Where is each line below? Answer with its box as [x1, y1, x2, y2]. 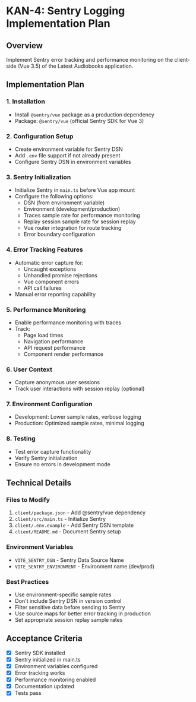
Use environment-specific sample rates [14, 591, 112, 598]
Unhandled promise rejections [23, 271, 98, 279]
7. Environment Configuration [6, 400, 93, 408]
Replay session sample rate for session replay [23, 218, 136, 225]
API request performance [23, 344, 86, 351]
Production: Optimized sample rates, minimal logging [14, 420, 144, 427]
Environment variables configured [14, 662, 98, 669]
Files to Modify [6, 496, 50, 504]
